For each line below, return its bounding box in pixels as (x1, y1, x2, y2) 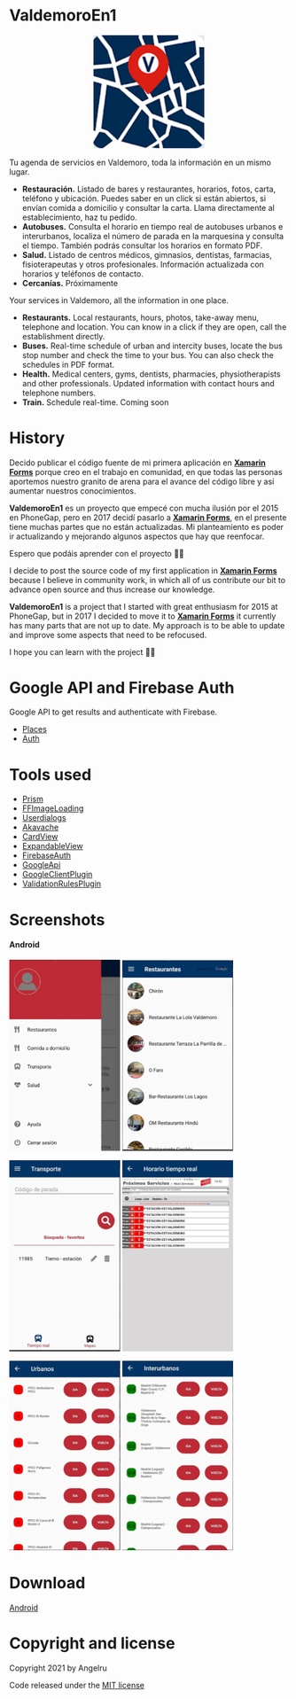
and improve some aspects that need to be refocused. (9, 629, 207, 640)
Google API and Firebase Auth (9, 677, 235, 698)
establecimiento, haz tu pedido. (21, 212, 137, 222)
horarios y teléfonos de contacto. (21, 268, 144, 279)
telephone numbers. (21, 387, 96, 398)
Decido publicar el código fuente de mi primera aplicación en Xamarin (9, 457, 266, 468)
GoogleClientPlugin (21, 869, 93, 880)
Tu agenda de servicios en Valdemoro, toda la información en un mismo (9, 157, 272, 168)
